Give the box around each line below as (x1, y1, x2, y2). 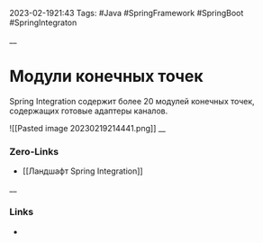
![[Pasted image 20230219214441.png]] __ (9, 122, 167, 133)
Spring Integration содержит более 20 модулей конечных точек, (9, 95, 255, 106)
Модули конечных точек (9, 67, 204, 86)
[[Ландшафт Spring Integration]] (22, 166, 143, 176)
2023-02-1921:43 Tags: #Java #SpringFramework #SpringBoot (9, 8, 244, 18)
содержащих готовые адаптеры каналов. (9, 105, 168, 116)
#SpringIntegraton (9, 17, 77, 28)
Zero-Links (9, 145, 59, 157)
